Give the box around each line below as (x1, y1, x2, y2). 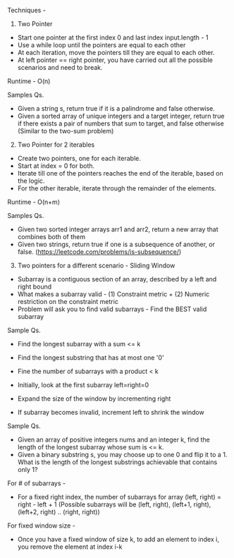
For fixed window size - (7, 521, 75, 530)
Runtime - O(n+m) (7, 198, 60, 206)
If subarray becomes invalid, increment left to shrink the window (17, 408, 204, 416)
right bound (17, 282, 52, 291)
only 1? (17, 466, 38, 473)
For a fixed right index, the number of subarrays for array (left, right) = (17, 493, 222, 501)
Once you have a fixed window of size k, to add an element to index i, (17, 535, 220, 543)
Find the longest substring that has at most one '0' (17, 353, 164, 362)
